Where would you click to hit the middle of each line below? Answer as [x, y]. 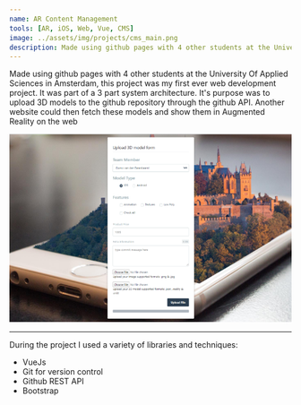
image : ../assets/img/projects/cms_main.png [94, 38]
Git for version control [63, 372]
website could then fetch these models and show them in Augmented [138, 112]
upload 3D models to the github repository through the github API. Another [147, 102]
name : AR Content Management [64, 19]
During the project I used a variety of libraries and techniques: [124, 345]
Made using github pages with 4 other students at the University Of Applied [149, 74]
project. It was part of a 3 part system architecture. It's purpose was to [140, 93]
